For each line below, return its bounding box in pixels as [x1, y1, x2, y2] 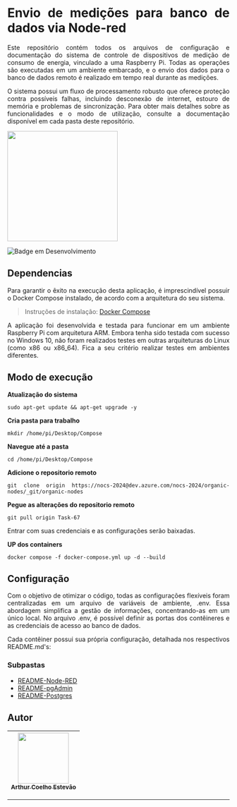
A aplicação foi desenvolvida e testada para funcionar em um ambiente [7, 321, 230, 329]
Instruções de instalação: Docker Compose [24, 307, 150, 315]
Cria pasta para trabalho [7, 416, 80, 425]
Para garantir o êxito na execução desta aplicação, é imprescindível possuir [7, 286, 230, 294]
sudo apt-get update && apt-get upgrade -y [7, 403, 138, 411]
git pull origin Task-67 [7, 514, 80, 521]
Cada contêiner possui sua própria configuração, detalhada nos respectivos [7, 635, 230, 643]
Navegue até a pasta [7, 442, 69, 451]
